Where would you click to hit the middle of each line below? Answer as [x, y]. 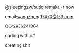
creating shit [18, 45]
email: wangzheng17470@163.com [39, 16]
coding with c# [20, 36]
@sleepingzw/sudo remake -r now [40, 7]
